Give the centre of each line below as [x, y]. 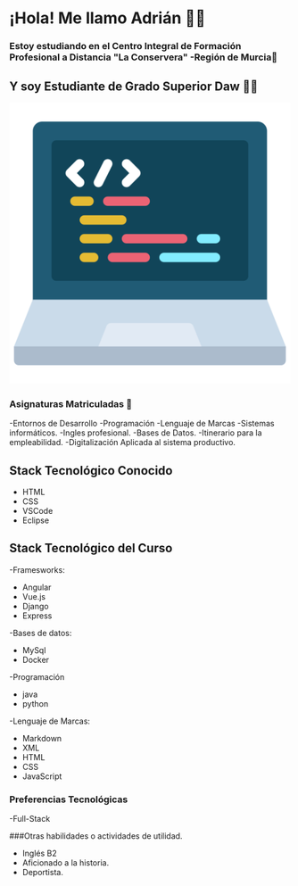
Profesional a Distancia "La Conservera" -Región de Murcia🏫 [144, 57]
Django [35, 606]
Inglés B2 [39, 853]
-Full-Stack [30, 819]
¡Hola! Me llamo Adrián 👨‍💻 [108, 18]
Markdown [42, 738]
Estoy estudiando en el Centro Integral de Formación [125, 46]
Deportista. [43, 873]
